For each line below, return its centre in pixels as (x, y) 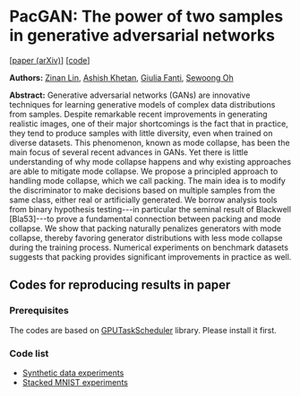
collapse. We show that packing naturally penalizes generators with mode (146, 228)
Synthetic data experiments (73, 373)
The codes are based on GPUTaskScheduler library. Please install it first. (143, 330)
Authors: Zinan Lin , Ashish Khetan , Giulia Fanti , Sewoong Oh (122, 77)
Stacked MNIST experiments (75, 382)
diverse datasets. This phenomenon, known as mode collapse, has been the (150, 142)
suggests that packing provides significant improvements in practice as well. (150, 256)
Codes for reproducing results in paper (120, 285)
